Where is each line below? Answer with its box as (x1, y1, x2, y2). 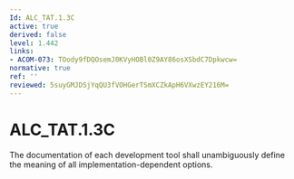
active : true (9, 22, 59, 31)
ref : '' (9, 72, 39, 81)
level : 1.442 (9, 38, 59, 48)
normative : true (9, 64, 71, 73)
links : (9, 47, 34, 56)
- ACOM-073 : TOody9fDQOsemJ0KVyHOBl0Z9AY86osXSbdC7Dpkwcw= (9, 55, 238, 64)
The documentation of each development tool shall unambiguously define (9, 149, 286, 160)
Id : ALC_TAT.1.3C (9, 13, 75, 23)
